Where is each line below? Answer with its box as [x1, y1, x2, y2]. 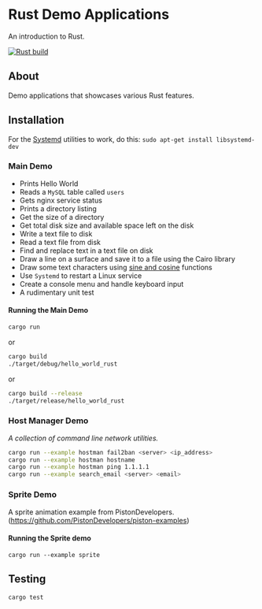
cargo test [8, 593, 44, 601]
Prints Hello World [19, 179, 79, 188]
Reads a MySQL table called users [19, 187, 125, 196]
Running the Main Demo [8, 306, 89, 315]
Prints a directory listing [19, 203, 97, 214]
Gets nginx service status [19, 195, 102, 205]
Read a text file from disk [19, 237, 101, 247]
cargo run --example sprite [8, 551, 101, 559]
